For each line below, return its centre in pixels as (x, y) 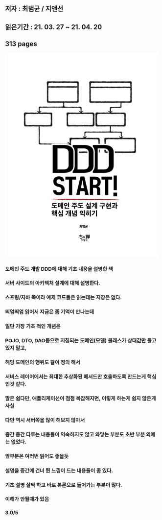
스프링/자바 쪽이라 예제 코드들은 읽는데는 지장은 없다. (64, 298)
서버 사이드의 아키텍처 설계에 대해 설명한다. (53, 283)
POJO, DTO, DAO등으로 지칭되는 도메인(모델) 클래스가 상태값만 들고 (81, 341)
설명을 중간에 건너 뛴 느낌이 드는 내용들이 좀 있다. (59, 471)
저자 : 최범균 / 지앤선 (34, 9)
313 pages (21, 44)
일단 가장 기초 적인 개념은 (33, 326)
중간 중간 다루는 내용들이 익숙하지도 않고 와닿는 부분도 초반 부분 (75, 434)
